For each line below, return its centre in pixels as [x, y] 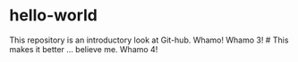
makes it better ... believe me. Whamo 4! [84, 49]
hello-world [54, 15]
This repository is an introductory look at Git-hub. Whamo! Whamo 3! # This [149, 40]
